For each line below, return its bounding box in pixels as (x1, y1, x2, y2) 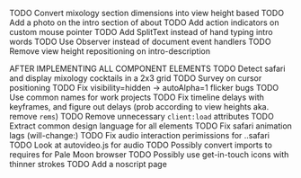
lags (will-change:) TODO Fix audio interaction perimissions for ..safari (9, 130, 270, 140)
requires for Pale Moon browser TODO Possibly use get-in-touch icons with (9, 149, 289, 160)
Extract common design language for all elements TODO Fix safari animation (9, 120, 292, 131)
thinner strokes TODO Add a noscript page (9, 159, 168, 169)
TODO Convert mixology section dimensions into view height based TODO (9, 8, 285, 18)
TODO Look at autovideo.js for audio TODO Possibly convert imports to (9, 139, 272, 150)
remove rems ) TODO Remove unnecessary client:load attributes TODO (9, 111, 274, 121)
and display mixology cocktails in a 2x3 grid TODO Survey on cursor (9, 73, 262, 84)
